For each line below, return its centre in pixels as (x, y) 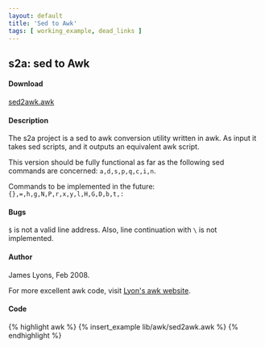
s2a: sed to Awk (49, 63)
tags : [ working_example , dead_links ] (75, 31)
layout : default (35, 16)
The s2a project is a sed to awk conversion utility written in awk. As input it (132, 139)
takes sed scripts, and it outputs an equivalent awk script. (104, 147)
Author (21, 257)
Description (29, 120)
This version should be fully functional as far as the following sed (116, 163)
